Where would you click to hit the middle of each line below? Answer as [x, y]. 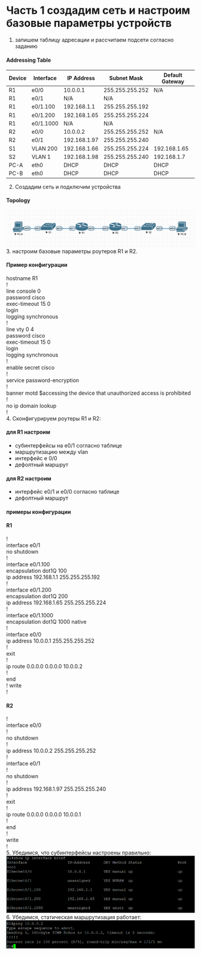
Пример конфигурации [37, 265]
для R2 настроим [29, 478]
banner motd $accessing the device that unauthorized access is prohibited [99, 393]
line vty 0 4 [20, 329]
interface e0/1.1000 [30, 615]
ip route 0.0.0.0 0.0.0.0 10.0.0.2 [44, 666]
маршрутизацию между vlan [51, 452]
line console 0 [23, 291]
